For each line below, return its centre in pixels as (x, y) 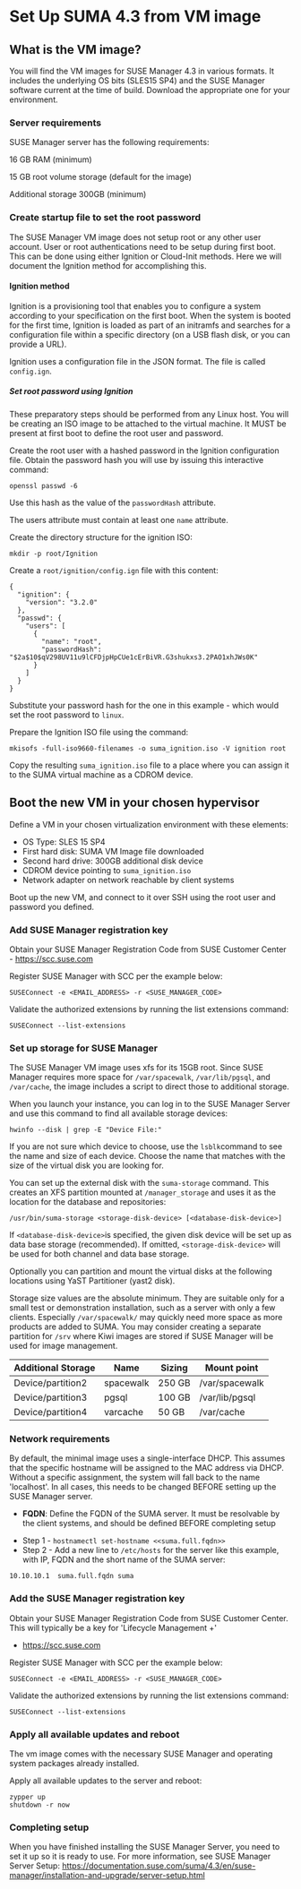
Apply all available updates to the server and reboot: (106, 1781)
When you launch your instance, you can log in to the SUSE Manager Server (150, 1104)
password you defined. (52, 906)
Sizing (174, 1368)
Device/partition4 (51, 1412)
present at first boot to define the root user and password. (116, 433)
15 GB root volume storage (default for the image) (101, 177)
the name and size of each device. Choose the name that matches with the (147, 1156)
